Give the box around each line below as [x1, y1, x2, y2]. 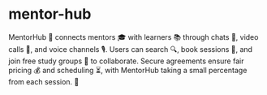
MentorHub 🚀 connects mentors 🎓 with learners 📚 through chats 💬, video [8, 32, 259, 41]
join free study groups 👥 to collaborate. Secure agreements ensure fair [8, 56, 244, 66]
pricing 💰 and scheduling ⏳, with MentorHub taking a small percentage [8, 65, 248, 75]
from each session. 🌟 [8, 76, 80, 86]
